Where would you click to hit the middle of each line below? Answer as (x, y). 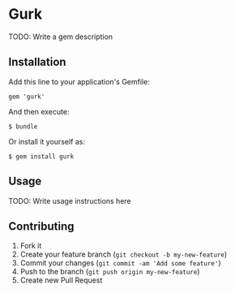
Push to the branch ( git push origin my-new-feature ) (110, 272)
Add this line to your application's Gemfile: (79, 81)
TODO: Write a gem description (61, 37)
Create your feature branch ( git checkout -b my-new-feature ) (124, 254)
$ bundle (23, 127)
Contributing (41, 226)
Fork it (31, 246)
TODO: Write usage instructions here (70, 200)
